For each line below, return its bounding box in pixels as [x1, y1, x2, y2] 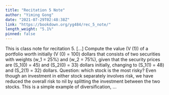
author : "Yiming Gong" [5, 12, 54, 17]
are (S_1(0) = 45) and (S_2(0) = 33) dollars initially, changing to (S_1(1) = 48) [5, 62, 165, 68]
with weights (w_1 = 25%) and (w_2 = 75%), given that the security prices [5, 56, 160, 62]
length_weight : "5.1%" [5, 27, 54, 32]
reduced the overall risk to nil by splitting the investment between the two [5, 78, 160, 84]
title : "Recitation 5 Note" [5, 7, 66, 13]
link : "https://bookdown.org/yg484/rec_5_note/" [5, 22, 111, 27]
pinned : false [5, 31, 36, 36]
